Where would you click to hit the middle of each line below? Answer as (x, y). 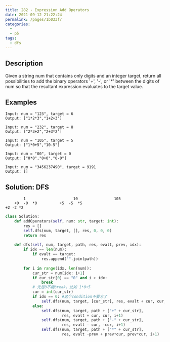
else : (38, 306)
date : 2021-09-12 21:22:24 (34, 15)
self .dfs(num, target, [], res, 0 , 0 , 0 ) (68, 231)
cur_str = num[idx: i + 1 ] (58, 273)
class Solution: (22, 217)
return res (35, 235)
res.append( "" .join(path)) (70, 259)
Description (24, 64)
